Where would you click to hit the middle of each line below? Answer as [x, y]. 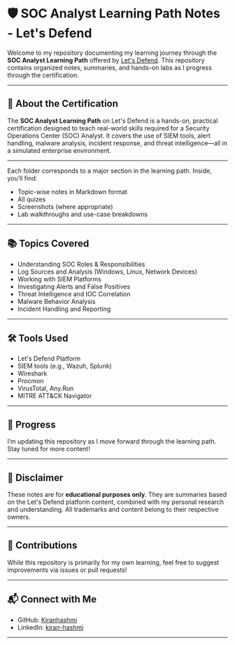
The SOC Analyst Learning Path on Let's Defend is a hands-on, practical [113, 121]
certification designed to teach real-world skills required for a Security [108, 128]
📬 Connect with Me [52, 600]
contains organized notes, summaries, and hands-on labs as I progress [109, 67]
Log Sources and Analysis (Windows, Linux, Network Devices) [107, 272]
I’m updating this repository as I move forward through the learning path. [112, 441]
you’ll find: [22, 178]
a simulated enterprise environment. [59, 150]
